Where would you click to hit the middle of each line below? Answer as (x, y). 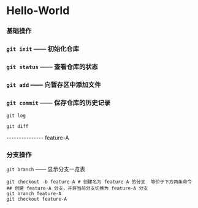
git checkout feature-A (37, 199)
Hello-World (38, 11)
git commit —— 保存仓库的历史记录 (59, 103)
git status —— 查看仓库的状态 (52, 67)
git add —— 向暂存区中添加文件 (54, 84)
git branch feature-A (34, 194)
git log (16, 116)
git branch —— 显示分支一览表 (46, 169)
